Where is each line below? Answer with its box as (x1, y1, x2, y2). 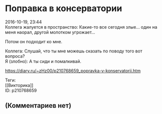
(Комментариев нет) (5, 101, 72, 110)
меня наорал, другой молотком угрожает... (5, 29, 95, 35)
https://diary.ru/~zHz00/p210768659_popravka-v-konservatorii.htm (5, 67, 141, 73)
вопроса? (5, 53, 25, 59)
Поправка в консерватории (5, 3, 123, 14)
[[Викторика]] (5, 82, 34, 88)
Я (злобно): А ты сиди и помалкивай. (5, 58, 82, 64)
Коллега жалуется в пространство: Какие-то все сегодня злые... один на (5, 24, 158, 30)
